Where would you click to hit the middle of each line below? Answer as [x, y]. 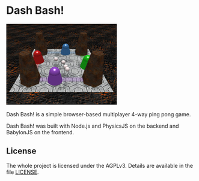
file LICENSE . [23, 172]
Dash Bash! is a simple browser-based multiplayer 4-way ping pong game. [99, 114]
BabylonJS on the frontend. [40, 132]
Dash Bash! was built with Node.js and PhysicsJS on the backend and [93, 126]
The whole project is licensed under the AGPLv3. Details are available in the [100, 165]
